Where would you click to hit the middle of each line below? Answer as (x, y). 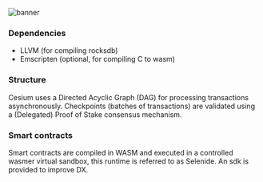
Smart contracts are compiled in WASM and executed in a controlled (121, 152)
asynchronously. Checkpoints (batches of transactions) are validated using (132, 106)
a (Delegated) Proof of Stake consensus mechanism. (95, 114)
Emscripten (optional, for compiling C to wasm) (98, 59)
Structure (27, 80)
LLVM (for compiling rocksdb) (69, 51)
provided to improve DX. (48, 169)
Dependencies (37, 33)
